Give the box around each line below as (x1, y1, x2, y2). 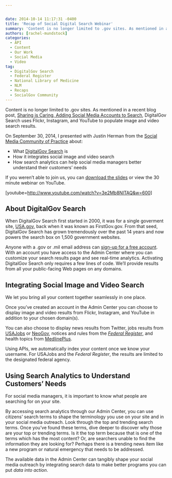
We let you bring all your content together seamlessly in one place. (5, 294, 146, 301)
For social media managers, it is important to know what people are (5, 393, 147, 399)
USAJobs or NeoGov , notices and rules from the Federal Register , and (5, 330, 153, 336)
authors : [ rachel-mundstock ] (5, 31, 68, 36)
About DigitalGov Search (5, 204, 86, 213)
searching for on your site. (5, 398, 61, 404)
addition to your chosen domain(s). (5, 315, 79, 321)
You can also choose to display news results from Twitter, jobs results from (5, 325, 164, 331)
